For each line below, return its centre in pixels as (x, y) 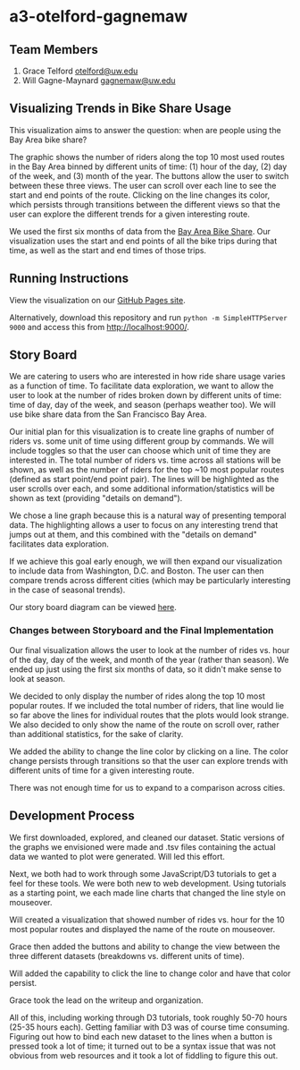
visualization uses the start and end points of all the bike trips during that (143, 241)
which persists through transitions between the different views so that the (145, 204)
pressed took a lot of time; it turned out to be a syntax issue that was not (143, 1046)
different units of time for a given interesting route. (102, 770)
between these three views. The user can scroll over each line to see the (143, 185)
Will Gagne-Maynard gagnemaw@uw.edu (99, 81)
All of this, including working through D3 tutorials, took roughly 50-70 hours (148, 1017)
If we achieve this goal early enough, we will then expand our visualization (146, 562)
